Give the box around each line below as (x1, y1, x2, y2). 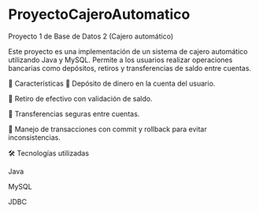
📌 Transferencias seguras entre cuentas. (8, 108, 140, 119)
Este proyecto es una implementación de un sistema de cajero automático (8, 46, 248, 56)
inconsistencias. (8, 132, 61, 142)
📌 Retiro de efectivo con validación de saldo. (8, 94, 153, 103)
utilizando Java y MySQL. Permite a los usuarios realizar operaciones (8, 55, 233, 64)
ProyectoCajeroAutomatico (8, 6, 191, 24)
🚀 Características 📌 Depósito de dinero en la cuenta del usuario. (8, 79, 216, 88)
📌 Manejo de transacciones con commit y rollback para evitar (8, 124, 207, 134)
